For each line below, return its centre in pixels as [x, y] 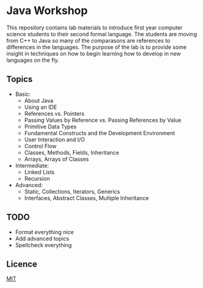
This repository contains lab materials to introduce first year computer [94, 28]
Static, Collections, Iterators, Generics [72, 191]
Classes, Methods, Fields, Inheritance [72, 152]
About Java [39, 100]
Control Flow [40, 146]
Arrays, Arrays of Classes [57, 159]
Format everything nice [45, 232]
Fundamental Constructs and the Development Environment [100, 133]
